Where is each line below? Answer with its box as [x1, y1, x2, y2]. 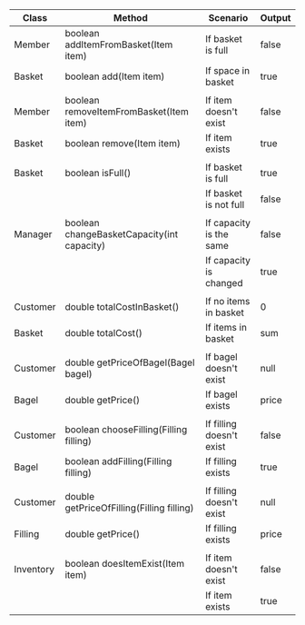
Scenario [208, 12, 249, 24]
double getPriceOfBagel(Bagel [64, 356, 195, 369]
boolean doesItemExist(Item [64, 558, 184, 570]
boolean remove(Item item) [64, 137, 182, 149]
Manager [14, 228, 53, 240]
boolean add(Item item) [64, 70, 165, 83]
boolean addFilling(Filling [64, 455, 172, 467]
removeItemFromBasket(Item [64, 105, 189, 117]
